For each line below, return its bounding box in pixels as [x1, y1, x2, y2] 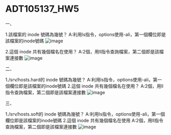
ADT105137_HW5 [5, 3, 79, 15]
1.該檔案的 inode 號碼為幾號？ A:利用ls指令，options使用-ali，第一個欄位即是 [5, 31, 166, 37]
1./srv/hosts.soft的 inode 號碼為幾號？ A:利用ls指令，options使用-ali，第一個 [5, 111, 165, 117]
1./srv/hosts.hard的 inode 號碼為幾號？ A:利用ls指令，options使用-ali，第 [5, 76, 158, 83]
